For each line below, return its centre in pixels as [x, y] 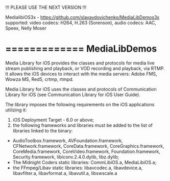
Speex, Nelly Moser [26, 28]
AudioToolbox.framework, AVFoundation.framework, [68, 141]
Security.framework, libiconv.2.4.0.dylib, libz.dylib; [66, 157]
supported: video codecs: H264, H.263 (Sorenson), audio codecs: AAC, [81, 23]
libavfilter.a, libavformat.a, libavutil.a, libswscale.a [65, 173]
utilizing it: [16, 110]
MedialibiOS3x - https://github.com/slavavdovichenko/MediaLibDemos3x [82, 17]
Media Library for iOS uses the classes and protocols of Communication [81, 89]
